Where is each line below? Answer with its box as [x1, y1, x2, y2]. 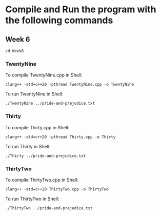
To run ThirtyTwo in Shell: [5, 195, 60, 202]
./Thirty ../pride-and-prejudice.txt [5, 153, 86, 159]
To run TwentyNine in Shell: [5, 91, 64, 97]
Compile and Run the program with [5, 4, 156, 15]
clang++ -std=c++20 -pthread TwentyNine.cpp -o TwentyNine [5, 82, 134, 87]
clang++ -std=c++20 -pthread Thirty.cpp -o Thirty [5, 134, 116, 140]
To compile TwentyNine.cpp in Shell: [5, 72, 83, 78]
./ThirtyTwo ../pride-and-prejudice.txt [5, 205, 93, 211]
